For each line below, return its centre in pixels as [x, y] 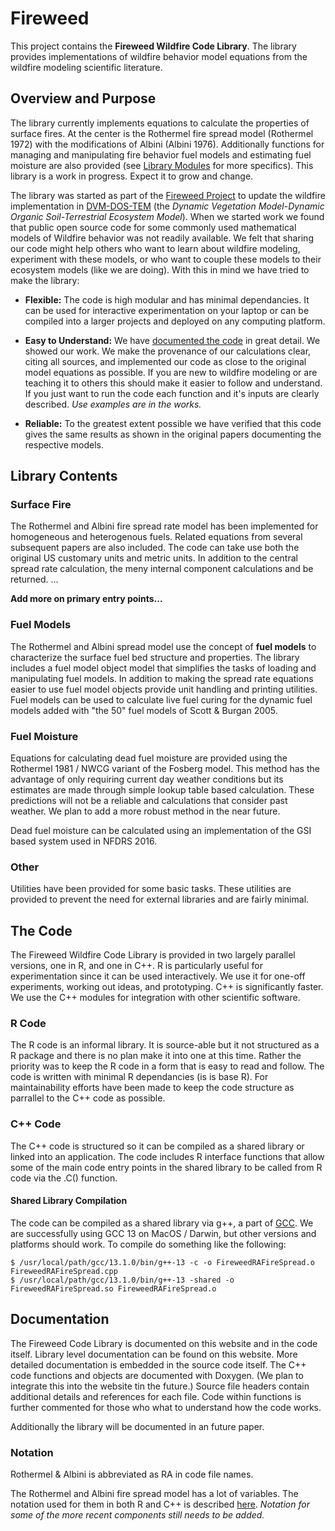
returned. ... [34, 579]
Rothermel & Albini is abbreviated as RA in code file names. [132, 1474]
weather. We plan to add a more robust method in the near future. [145, 811]
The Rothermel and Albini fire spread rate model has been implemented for [164, 526]
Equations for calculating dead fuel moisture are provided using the [149, 758]
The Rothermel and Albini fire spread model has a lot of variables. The [154, 1494]
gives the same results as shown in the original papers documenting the [173, 434]
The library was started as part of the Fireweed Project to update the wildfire [168, 195]
